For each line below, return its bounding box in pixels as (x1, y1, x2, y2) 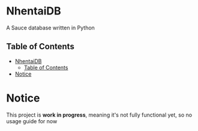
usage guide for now (6, 117, 58, 124)
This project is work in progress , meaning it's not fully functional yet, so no (6, 111, 193, 118)
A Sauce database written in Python (6, 24, 95, 31)
